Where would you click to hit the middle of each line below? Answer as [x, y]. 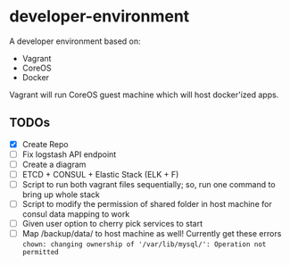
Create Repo [45, 144]
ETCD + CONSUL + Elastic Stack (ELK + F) [100, 174]
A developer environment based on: [75, 41]
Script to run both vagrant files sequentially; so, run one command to [149, 184]
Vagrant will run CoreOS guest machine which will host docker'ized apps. [144, 95]
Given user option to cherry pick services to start [112, 224]
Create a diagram [54, 164]
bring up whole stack [61, 195]
